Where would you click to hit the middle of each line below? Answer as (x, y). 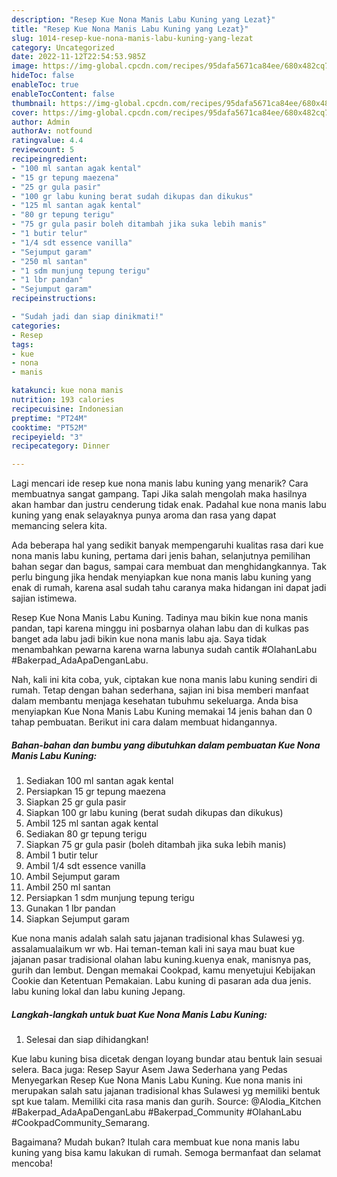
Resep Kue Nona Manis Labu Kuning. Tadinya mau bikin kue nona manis (160, 618)
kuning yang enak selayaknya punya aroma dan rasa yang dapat (144, 515)
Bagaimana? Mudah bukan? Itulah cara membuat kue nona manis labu (155, 1142)
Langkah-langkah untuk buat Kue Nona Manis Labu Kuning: (139, 1014)
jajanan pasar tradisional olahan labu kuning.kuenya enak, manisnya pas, (161, 960)
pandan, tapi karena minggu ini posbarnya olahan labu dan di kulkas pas (160, 628)
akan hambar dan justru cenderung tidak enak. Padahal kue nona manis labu (169, 505)
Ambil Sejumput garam (73, 877)
